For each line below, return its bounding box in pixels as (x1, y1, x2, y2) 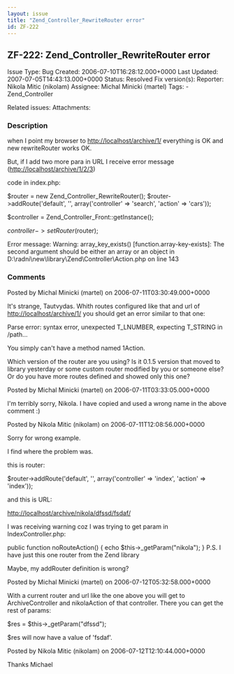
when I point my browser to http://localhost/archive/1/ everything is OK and (7, 137, 224, 145)
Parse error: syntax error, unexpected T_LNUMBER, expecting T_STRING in (7, 323, 223, 331)
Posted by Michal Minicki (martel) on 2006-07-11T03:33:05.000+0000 (7, 386, 210, 394)
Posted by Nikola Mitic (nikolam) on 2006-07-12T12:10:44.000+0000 (7, 647, 206, 655)
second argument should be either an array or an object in (7, 247, 175, 256)
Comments (7, 272, 45, 282)
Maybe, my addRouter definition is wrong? (7, 564, 129, 573)
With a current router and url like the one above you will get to (7, 591, 185, 599)
